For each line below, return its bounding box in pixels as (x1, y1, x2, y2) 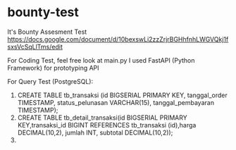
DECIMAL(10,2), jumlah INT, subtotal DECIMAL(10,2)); (17, 128, 173, 137)
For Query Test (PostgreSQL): (7, 77, 94, 85)
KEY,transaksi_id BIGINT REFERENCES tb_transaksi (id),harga (17, 120, 197, 129)
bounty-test (7, 4, 79, 20)
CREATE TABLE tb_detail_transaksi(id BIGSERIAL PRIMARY (17, 113, 188, 122)
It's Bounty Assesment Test (7, 27, 87, 36)
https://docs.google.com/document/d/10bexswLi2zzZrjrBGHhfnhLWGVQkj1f (7, 35, 229, 43)
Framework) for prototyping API (7, 63, 100, 72)
